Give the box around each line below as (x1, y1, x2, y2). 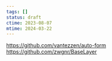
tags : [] (6, 8, 28, 15)
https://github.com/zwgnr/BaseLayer (6, 48, 97, 56)
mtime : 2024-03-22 (6, 25, 52, 32)
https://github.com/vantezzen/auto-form (6, 42, 107, 49)
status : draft (6, 14, 42, 20)
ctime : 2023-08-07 (6, 20, 52, 26)
